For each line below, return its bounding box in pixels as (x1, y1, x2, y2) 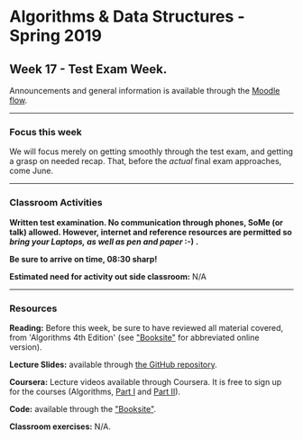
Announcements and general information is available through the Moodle (9, 86, 280, 96)
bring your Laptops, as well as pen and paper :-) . (9, 236, 199, 247)
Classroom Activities (9, 197, 103, 209)
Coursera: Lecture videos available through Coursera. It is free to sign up (9, 376, 282, 387)
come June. (9, 165, 54, 177)
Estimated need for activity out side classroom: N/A (9, 270, 207, 281)
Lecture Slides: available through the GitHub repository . (9, 359, 218, 370)
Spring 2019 (9, 25, 102, 46)
